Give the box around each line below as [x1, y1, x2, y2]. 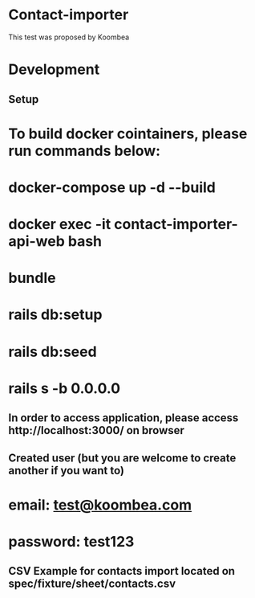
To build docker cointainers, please [8, 125, 248, 142]
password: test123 [8, 532, 135, 551]
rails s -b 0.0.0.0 [8, 379, 121, 397]
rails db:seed [8, 342, 98, 361]
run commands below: [8, 141, 161, 160]
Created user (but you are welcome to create [8, 451, 237, 465]
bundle [8, 269, 56, 287]
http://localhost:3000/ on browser [8, 424, 184, 437]
